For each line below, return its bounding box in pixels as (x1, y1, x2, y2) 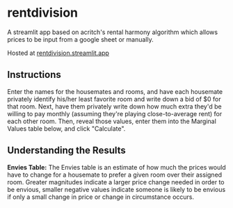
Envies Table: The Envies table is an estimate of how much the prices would (7, 163, 226, 171)
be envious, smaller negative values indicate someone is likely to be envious (7, 185, 226, 193)
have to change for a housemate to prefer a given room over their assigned (7, 170, 223, 179)
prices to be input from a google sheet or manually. (7, 35, 154, 43)
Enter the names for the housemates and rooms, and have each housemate (7, 87, 223, 95)
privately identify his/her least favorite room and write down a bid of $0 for (7, 95, 221, 103)
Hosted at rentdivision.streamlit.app (7, 49, 110, 57)
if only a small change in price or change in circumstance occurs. (7, 193, 195, 201)
